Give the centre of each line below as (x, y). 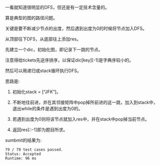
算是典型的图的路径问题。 (31, 18)
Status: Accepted (23, 154)
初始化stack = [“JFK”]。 (37, 92)
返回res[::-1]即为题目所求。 (40, 130)
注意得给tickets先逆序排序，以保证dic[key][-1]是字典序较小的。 (69, 60)
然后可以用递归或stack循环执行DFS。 (43, 71)
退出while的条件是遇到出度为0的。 (47, 109)
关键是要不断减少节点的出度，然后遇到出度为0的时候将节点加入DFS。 (76, 28)
